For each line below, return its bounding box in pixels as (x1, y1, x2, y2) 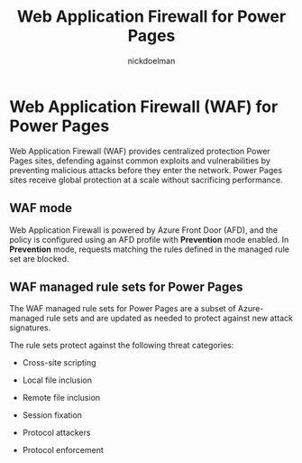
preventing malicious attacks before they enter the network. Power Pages (9, 164, 282, 175)
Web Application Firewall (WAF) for (9, 97, 279, 116)
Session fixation (22, 410, 83, 421)
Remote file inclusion (22, 393, 101, 403)
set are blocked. (9, 253, 69, 264)
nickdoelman (127, 55, 176, 66)
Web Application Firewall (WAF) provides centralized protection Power (9, 145, 270, 156)
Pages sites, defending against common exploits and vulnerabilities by (9, 155, 270, 166)
